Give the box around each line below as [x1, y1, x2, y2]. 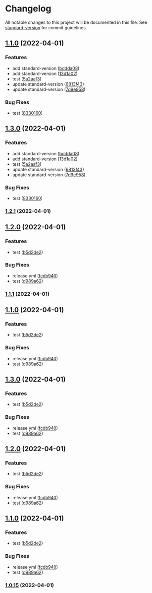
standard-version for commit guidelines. [5, 24, 87, 30]
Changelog [5, 3, 51, 14]
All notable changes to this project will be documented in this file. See [5, 19, 148, 25]
